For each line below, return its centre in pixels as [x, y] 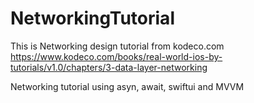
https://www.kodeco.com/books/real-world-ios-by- [116, 56]
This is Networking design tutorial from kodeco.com [117, 46]
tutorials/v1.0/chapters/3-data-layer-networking [109, 67]
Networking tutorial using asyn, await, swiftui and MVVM [127, 86]
